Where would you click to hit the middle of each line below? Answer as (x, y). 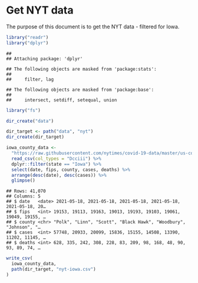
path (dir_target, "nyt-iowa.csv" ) (54, 269)
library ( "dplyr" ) (27, 43)
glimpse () (23, 180)
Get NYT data (40, 10)
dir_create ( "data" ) (30, 121)
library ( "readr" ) (27, 37)
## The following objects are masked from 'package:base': (80, 90)
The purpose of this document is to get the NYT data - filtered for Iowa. (93, 27)
